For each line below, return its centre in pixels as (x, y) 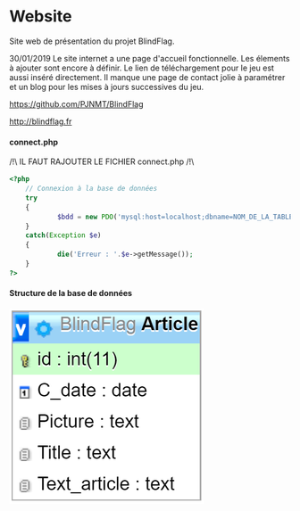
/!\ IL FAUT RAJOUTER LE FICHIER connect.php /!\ (102, 161)
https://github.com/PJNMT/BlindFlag (76, 103)
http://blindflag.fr (41, 121)
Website (41, 16)
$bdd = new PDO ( (87, 217)
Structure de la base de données (71, 293)
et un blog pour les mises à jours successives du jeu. (107, 87)
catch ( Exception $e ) (63, 235)
